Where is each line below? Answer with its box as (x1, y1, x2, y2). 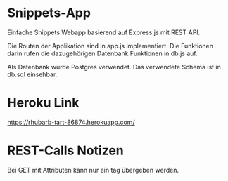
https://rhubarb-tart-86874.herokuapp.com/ (7, 118, 135, 126)
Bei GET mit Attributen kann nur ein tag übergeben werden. (7, 166, 179, 174)
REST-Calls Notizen (7, 142, 125, 159)
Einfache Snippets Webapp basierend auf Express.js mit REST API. (7, 28, 201, 36)
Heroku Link (7, 95, 80, 111)
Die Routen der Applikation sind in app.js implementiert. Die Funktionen (7, 41, 213, 50)
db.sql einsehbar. (7, 70, 58, 79)
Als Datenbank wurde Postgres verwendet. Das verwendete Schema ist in (7, 62, 222, 71)
